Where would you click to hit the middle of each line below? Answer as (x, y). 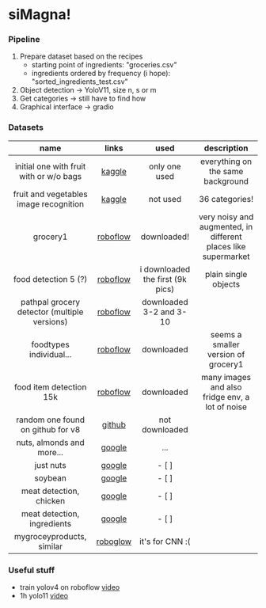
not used (165, 199)
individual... (50, 354)
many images (226, 377)
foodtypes (50, 344)
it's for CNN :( (165, 541)
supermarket (226, 256)
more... (50, 452)
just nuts (50, 465)
